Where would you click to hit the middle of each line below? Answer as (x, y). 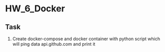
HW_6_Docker (35, 9)
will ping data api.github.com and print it (54, 44)
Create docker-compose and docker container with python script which (86, 39)
